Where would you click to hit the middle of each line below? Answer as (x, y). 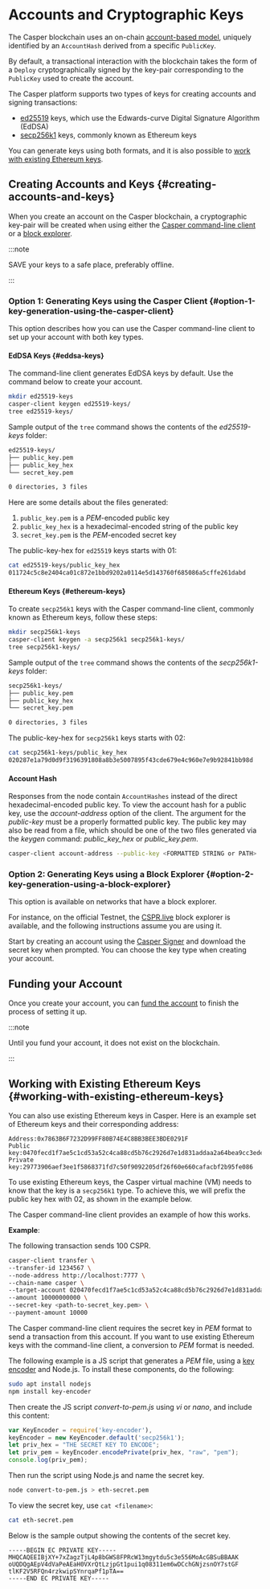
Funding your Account (65, 983)
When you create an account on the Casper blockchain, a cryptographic (128, 216)
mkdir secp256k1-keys (45, 633)
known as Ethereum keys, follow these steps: (83, 617)
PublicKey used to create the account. (71, 78)
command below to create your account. (76, 382)
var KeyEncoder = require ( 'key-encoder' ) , (80, 1430)
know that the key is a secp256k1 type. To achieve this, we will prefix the (127, 1190)
